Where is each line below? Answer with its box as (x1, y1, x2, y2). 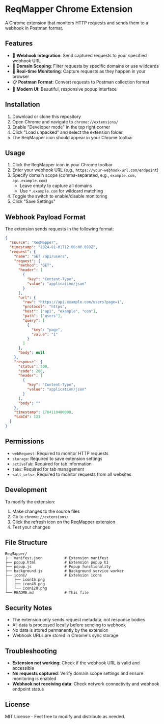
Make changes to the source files (12, 508, 80, 514)
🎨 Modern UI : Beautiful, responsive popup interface (12, 86, 117, 92)
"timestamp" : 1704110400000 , (14, 410, 74, 415)
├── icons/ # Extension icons (5, 573, 102, 578)
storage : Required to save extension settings (12, 456, 103, 461)
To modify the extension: (5, 498, 55, 504)
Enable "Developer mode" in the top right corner (12, 124, 110, 130)
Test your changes (12, 524, 50, 530)
